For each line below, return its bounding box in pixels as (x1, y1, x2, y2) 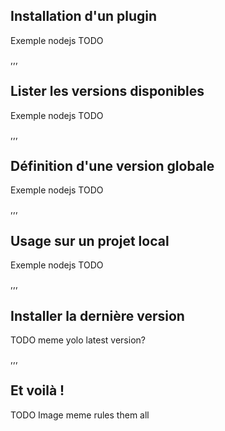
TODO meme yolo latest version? (10, 334, 146, 346)
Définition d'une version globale (10, 158, 215, 175)
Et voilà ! (10, 382, 65, 399)
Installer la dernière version (10, 307, 185, 324)
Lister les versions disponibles (10, 83, 205, 100)
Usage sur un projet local (10, 232, 170, 249)
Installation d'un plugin (10, 8, 158, 25)
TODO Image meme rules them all (10, 409, 150, 421)
